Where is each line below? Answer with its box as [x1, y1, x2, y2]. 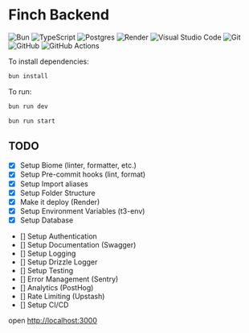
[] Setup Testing [19, 265, 74, 275]
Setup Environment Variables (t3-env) [19, 206, 145, 215]
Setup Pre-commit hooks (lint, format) [19, 169, 146, 179]
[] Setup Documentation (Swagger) [19, 239, 137, 249]
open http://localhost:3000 [8, 315, 98, 325]
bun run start [8, 117, 56, 125]
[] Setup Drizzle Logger [19, 256, 98, 267]
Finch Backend [8, 6, 110, 24]
